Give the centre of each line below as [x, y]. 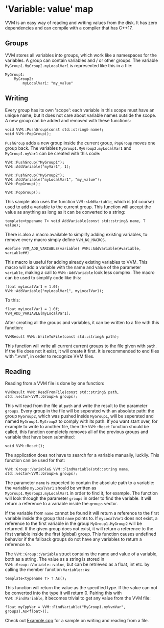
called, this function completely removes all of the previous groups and [77, 432]
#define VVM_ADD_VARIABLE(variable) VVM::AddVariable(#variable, [73, 248]
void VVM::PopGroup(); [28, 134]
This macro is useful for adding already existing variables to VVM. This [76, 262]
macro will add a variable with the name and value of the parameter [73, 267]
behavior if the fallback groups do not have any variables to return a [73, 539]
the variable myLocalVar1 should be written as [51, 488]
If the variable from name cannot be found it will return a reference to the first [82, 513]
